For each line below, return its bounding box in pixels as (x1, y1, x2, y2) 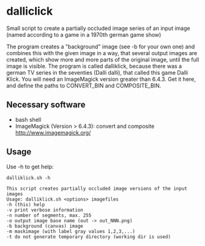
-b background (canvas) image (6, 223, 84, 229)
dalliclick (6, 4, 53, 18)
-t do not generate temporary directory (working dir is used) (6, 234, 171, 240)
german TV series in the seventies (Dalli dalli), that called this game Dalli (6, 69, 188, 76)
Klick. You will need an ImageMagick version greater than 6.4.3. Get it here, (6, 75, 196, 83)
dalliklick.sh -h (6, 174, 51, 181)
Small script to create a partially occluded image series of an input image (6, 24, 191, 32)
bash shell (15, 116, 42, 123)
